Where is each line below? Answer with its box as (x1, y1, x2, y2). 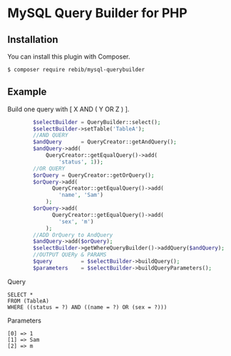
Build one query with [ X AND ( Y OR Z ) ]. (7, 105, 130, 113)
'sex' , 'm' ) (58, 218, 94, 225)
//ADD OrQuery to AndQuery (33, 231, 113, 238)
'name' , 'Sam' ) (58, 191, 103, 199)
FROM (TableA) (7, 297, 50, 305)
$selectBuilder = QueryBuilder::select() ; (33, 118, 161, 126)
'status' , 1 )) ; (58, 158, 103, 166)
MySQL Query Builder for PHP (7, 5, 188, 21)
